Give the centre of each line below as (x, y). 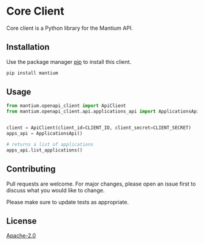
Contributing (31, 169)
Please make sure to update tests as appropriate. (68, 202)
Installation (28, 47)
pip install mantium (32, 73)
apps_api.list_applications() (45, 150)
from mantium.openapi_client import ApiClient (66, 106)
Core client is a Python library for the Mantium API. (70, 28)
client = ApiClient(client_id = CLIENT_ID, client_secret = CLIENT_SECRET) (99, 128)
